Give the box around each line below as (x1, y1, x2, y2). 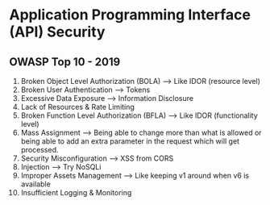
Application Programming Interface (9, 6, 251, 24)
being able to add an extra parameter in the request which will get (20, 136, 240, 146)
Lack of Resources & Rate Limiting (20, 102, 135, 111)
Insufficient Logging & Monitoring (20, 188, 132, 197)
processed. (20, 145, 59, 154)
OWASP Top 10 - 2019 (9, 55, 121, 69)
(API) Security (9, 23, 106, 41)
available (20, 179, 51, 189)
